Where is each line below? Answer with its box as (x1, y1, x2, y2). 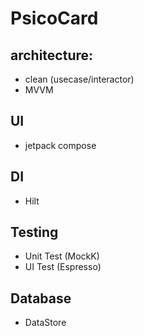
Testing (10, 224, 59, 241)
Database (10, 290, 72, 307)
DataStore (24, 317, 67, 329)
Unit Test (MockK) (24, 250, 100, 262)
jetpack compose (24, 139, 97, 151)
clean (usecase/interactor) (24, 73, 135, 85)
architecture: (10, 47, 94, 64)
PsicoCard (10, 7, 99, 30)
